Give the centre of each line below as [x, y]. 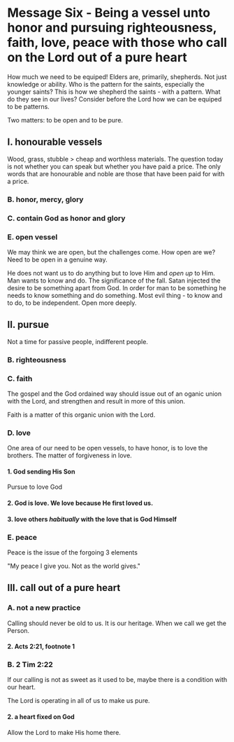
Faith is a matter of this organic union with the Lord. [81, 415]
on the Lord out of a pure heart [97, 58]
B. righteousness [37, 359]
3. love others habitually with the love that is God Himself [92, 519]
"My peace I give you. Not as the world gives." [74, 566]
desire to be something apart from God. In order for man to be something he [117, 287]
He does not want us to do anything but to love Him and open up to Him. [111, 273]
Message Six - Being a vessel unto [109, 13]
